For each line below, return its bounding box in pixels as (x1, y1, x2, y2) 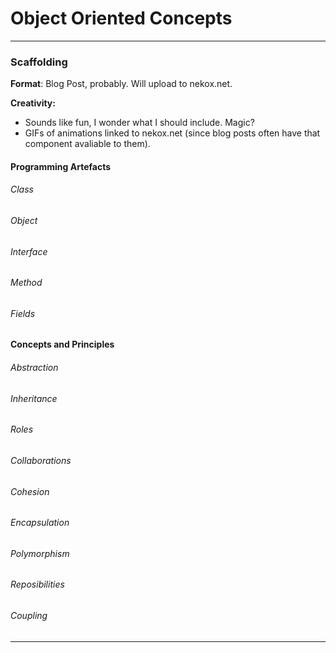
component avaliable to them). (24, 138, 151, 150)
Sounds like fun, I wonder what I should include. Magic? (24, 117, 255, 129)
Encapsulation (10, 517, 70, 529)
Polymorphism (10, 547, 70, 559)
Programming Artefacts (10, 160, 112, 172)
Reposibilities (10, 578, 65, 591)
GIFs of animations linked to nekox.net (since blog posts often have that (24, 127, 321, 139)
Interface (10, 245, 48, 257)
